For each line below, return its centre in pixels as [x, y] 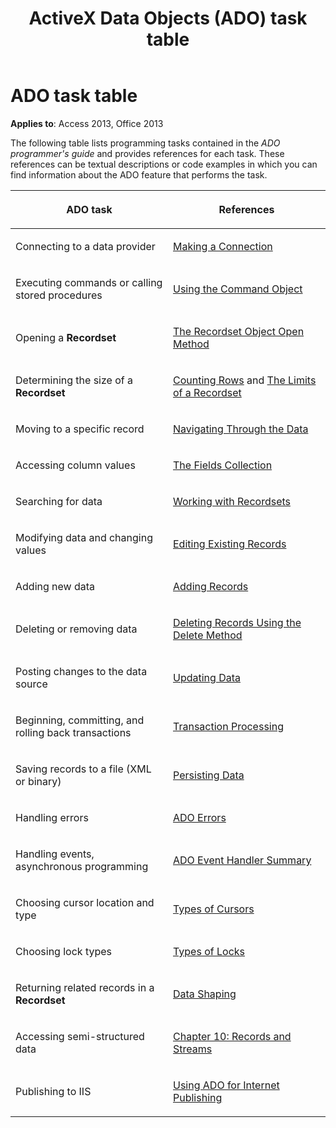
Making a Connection [223, 246]
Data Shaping [205, 994]
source [31, 684]
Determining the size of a [74, 380]
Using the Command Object [238, 289]
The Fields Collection [223, 465]
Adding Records [211, 586]
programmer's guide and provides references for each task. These [147, 153]
